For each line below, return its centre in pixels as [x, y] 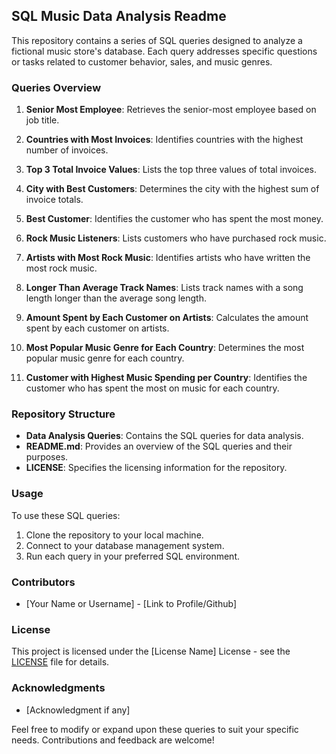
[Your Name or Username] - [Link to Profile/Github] [131, 603]
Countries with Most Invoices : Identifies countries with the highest [164, 140]
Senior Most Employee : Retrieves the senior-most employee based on [171, 110]
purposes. [47, 457]
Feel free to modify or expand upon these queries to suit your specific [155, 729]
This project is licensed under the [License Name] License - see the [151, 651]
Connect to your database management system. [125, 545]
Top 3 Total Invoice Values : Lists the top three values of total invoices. [171, 170]
